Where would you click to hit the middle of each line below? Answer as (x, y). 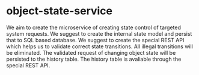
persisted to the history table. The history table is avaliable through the (94, 59)
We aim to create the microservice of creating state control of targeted (94, 27)
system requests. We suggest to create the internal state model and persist (99, 33)
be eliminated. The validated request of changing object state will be (91, 52)
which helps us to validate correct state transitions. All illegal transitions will (100, 46)
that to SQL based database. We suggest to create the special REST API (95, 40)
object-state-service (60, 11)
